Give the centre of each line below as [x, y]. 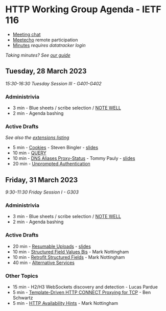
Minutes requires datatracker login [49, 45]
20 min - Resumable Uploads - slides [52, 246]
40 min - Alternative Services [44, 262]
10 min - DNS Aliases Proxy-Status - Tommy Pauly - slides [74, 158]
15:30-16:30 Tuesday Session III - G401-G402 [54, 83]
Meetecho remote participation [45, 40]
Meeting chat [27, 34]
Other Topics [22, 276]
